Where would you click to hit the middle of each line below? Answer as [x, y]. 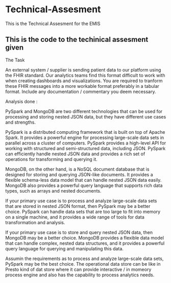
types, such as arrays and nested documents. [53, 191]
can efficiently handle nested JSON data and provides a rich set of [75, 154]
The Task [15, 60]
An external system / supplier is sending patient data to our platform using [83, 69]
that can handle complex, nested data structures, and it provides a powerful [85, 243]
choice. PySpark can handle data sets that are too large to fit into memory [83, 211]
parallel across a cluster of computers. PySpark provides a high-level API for [86, 143]
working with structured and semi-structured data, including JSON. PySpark [86, 148]
